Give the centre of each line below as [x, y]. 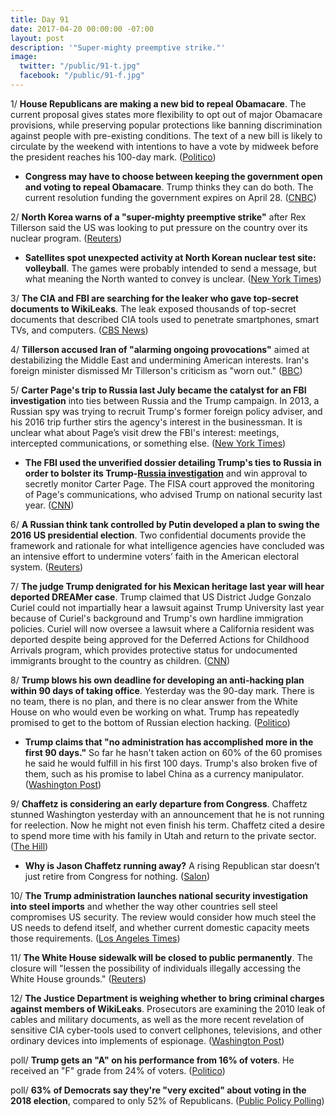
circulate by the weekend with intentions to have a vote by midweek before [164, 146]
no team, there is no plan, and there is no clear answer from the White [154, 701]
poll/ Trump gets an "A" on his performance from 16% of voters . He [152, 1060]
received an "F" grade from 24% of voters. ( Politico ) [118, 1070]
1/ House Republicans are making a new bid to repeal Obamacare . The [158, 103]
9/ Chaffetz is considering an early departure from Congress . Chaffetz [159, 803]
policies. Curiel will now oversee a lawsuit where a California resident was [162, 628]
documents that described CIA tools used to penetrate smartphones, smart [165, 319]
